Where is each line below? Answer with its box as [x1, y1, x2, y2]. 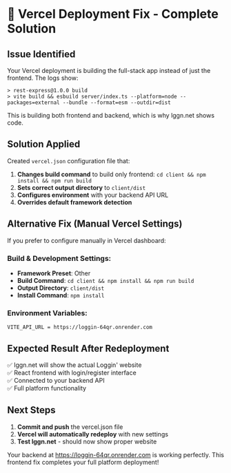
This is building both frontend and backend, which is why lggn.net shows [7, 112, 215, 119]
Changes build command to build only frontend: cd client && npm [17, 170, 207, 178]
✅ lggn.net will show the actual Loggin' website [7, 361, 142, 369]
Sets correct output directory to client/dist [17, 183, 146, 191]
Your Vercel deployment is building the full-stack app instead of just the [7, 67, 211, 74]
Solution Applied [7, 138, 81, 150]
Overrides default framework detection [17, 198, 132, 206]
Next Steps [7, 404, 56, 416]
